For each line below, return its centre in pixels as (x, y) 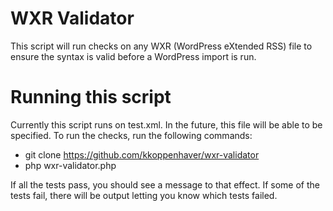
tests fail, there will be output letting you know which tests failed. (144, 195)
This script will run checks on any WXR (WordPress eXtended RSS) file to (161, 46)
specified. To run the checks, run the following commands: (131, 135)
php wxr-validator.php (70, 165)
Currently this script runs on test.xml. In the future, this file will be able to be (166, 124)
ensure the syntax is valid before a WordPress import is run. (133, 56)
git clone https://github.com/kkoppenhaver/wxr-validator (142, 154)
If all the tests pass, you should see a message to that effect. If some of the (165, 184)
